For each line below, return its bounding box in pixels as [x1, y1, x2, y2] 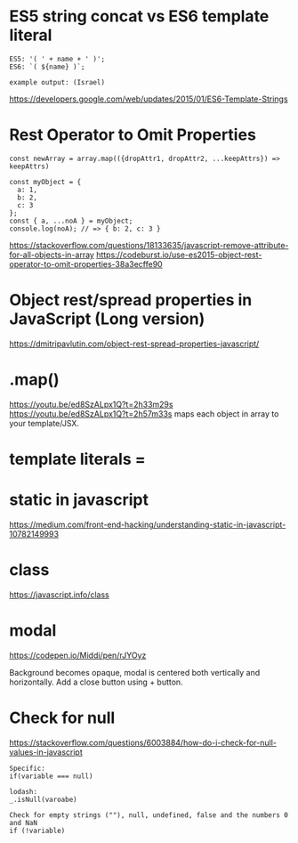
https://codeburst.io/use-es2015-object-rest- [96, 249, 262, 260]
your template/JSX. [9, 417, 80, 428]
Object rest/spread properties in [9, 290, 253, 311]
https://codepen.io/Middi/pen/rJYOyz [9, 650, 147, 661]
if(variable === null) [9, 772, 93, 781]
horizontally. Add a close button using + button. [9, 677, 184, 687]
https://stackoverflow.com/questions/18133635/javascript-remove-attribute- [9, 239, 289, 250]
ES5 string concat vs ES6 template [9, 6, 270, 27]
